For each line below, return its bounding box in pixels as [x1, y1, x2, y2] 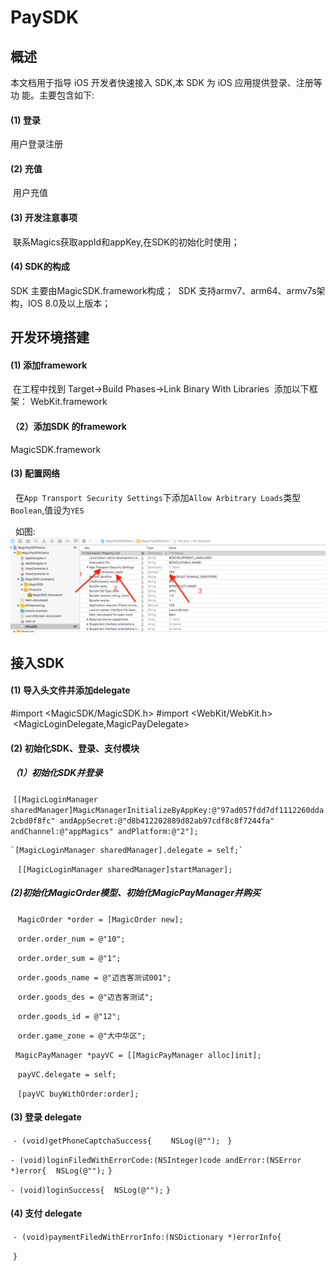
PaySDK [10, 6, 80, 29]
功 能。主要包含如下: [10, 89, 95, 101]
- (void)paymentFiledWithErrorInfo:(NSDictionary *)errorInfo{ [12, 1232, 282, 1242]
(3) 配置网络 [10, 467, 60, 480]
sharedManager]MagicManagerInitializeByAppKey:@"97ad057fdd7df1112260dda [10, 805, 325, 815]
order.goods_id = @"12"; [17, 1011, 122, 1021]
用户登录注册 [10, 138, 63, 150]
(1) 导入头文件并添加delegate [10, 684, 131, 696]
